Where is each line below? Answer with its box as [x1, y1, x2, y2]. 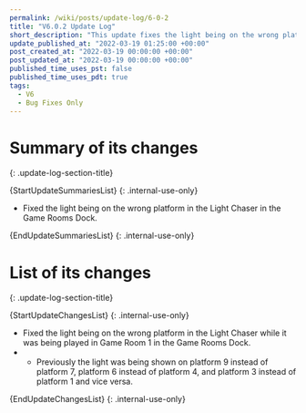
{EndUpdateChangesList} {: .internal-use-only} [9, 394, 187, 405]
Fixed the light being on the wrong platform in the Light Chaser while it [22, 327, 287, 338]
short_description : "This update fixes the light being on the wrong [9, 30, 280, 39]
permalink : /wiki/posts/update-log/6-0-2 [9, 13, 169, 23]
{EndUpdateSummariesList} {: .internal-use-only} [9, 230, 195, 242]
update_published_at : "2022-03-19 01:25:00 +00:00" [9, 38, 209, 48]
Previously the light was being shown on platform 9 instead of [36, 356, 269, 367]
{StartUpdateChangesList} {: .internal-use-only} [9, 310, 189, 321]
